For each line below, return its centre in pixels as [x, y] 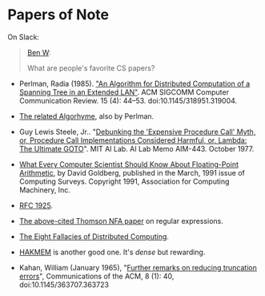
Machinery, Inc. [45, 189]
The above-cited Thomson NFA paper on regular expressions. [121, 221]
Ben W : [39, 52]
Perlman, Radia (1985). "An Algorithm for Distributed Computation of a [135, 83]
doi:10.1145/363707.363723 [64, 284]
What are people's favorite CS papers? [91, 68]
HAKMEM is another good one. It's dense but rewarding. [112, 252]
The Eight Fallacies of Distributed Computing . [94, 236]
